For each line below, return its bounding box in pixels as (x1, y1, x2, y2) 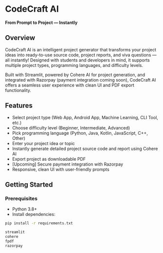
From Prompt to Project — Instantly (5, 20, 78, 25)
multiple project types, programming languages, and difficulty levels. (5, 62, 143, 68)
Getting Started (5, 180, 53, 189)
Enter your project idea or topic (12, 140, 75, 146)
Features (5, 102, 33, 110)
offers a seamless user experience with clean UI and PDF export (5, 82, 134, 88)
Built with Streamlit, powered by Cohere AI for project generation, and (5, 72, 145, 78)
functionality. (5, 87, 32, 93)
